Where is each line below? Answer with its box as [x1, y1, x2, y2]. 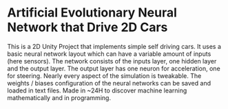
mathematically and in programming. [7, 93, 112, 101]
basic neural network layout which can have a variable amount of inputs [7, 50, 211, 58]
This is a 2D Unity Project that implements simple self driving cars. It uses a [7, 42, 222, 50]
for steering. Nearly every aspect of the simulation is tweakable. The [7, 71, 202, 80]
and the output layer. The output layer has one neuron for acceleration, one [7, 64, 220, 72]
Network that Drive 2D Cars [7, 19, 168, 35]
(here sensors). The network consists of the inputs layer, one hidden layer [7, 57, 217, 65]
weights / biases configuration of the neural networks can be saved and [7, 79, 211, 87]
